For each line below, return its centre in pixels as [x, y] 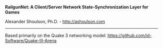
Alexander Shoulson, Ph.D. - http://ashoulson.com [55, 22]
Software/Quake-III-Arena [31, 40]
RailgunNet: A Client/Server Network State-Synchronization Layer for [77, 7]
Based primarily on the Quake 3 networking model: [56, 35]
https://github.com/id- [130, 35]
